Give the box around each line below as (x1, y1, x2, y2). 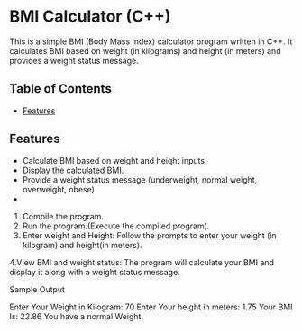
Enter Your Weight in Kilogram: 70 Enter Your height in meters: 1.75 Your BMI (9, 301, 293, 312)
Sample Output (9, 283, 66, 294)
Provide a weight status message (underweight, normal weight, (22, 174, 258, 185)
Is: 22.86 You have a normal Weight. (9, 310, 144, 321)
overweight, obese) (22, 183, 95, 194)
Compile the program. (22, 210, 105, 221)
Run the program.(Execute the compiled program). (22, 220, 210, 231)
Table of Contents (9, 81, 113, 96)
